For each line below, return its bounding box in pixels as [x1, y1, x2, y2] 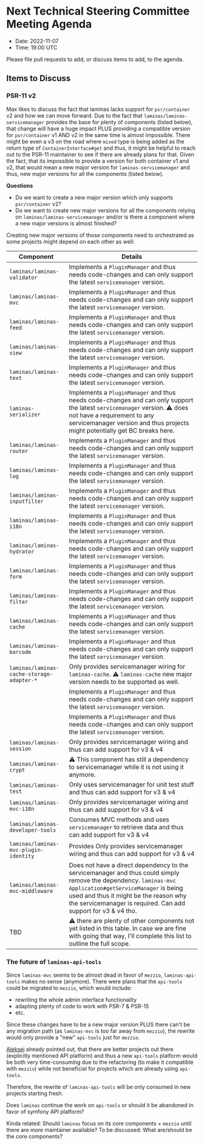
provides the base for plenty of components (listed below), [46, 118, 193, 125]
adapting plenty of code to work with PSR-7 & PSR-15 [15, 1002, 149, 1010]
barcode [9, 649, 32, 655]
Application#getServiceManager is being [69, 884, 183, 892]
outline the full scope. [69, 939, 131, 947]
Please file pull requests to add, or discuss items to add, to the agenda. [6, 55, 184, 63]
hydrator [9, 548, 35, 555]
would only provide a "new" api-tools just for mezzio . [6, 1033, 140, 1041]
